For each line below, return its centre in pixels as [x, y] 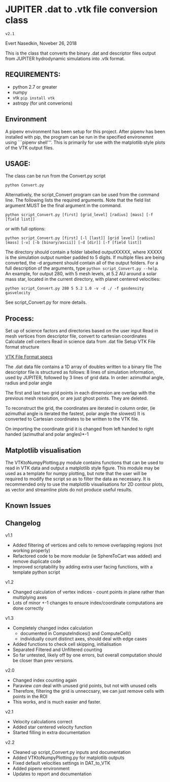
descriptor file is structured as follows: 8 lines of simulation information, [80, 372]
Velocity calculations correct [42, 722]
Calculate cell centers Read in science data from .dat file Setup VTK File [80, 342]
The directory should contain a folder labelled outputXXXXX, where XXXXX [84, 252]
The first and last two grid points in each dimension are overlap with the [80, 393]
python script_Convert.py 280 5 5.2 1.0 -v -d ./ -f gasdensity [75, 289]
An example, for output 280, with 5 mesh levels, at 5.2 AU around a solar [81, 274]
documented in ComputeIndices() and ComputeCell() [76, 634]
